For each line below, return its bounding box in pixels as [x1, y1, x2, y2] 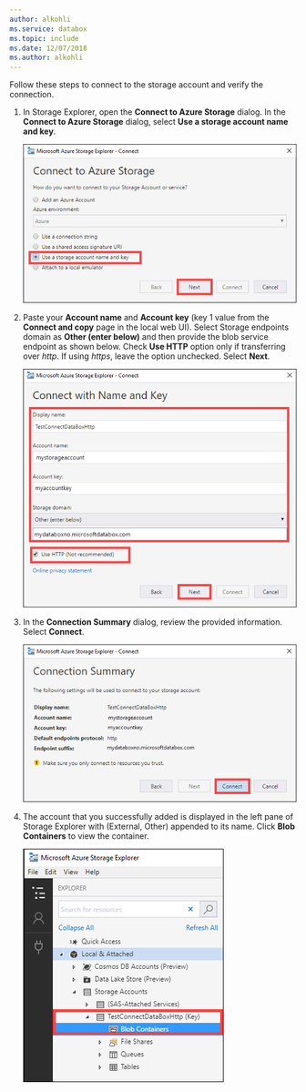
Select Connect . [22, 626, 85, 637]
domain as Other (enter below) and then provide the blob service [22, 332, 269, 342]
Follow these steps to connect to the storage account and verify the [9, 79, 264, 90]
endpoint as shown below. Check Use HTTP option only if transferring [22, 342, 286, 352]
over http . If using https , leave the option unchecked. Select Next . [22, 351, 270, 362]
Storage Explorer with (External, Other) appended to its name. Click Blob [22, 821, 296, 832]
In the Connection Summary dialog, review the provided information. [22, 616, 283, 628]
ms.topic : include [9, 34, 79, 43]
